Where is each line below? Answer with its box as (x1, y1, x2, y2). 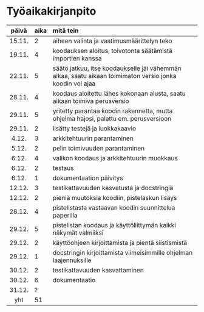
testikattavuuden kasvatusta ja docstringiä (52, 183, 174, 192)
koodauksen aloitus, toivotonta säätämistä (52, 46, 173, 55)
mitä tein (52, 26, 79, 35)
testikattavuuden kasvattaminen (52, 266, 144, 274)
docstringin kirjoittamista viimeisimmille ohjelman (52, 248, 193, 257)
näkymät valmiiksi (52, 229, 104, 237)
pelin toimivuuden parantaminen (52, 144, 144, 152)
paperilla (52, 211, 78, 219)
